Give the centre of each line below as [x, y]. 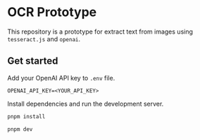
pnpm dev [20, 129]
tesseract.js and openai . [44, 38]
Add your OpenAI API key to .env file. [61, 78]
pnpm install [26, 116]
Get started [33, 61]
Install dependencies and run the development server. [86, 104]
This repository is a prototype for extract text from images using [100, 31]
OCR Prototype [52, 12]
